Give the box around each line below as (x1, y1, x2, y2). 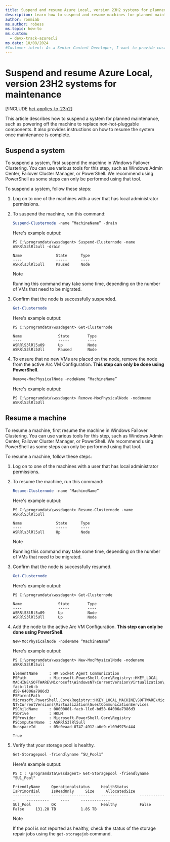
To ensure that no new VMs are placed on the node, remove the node (12, 356, 158, 362)
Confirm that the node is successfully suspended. (12, 296, 117, 302)
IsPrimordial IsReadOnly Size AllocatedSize (12, 789, 136, 794)
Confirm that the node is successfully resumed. (12, 564, 112, 570)
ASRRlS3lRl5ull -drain (12, 244, 61, 250)
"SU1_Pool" (12, 775, 36, 781)
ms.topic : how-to (5, 26, 42, 32)
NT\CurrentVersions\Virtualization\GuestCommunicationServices (12, 702, 149, 707)
